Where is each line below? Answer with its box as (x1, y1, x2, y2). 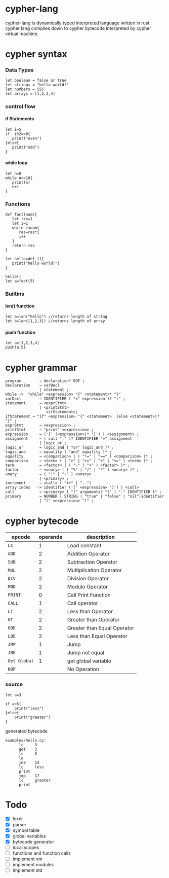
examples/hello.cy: (5, 737, 47, 743)
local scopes (12, 844, 39, 850)
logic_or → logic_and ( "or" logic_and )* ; (5, 445, 114, 450)
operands (38, 534, 62, 541)
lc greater (18, 778, 51, 783)
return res (12, 243, 35, 249)
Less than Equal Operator (67, 633, 128, 640)
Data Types (5, 66, 34, 74)
